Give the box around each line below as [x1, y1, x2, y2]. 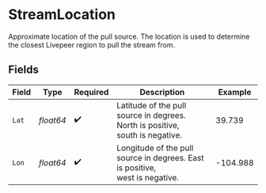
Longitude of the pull [116, 142, 194, 153]
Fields [8, 63, 40, 77]
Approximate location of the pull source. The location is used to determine [8, 32, 250, 41]
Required [74, 86, 109, 97]
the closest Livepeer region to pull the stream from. [8, 40, 176, 49]
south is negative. [116, 129, 183, 140]
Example [218, 86, 252, 97]
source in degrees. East [116, 152, 204, 163]
